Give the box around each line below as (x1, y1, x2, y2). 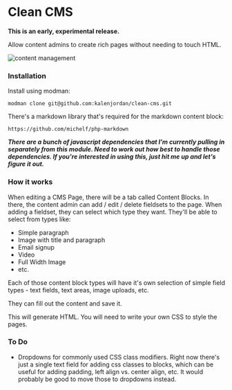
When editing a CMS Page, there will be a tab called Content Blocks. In (8, 193, 209, 201)
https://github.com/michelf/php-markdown (8, 126, 129, 133)
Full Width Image (17, 257, 66, 266)
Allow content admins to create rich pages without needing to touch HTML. (8, 40, 222, 48)
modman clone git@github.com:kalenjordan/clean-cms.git (8, 100, 172, 107)
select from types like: (8, 215, 71, 223)
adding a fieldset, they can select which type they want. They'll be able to (8, 207, 218, 216)
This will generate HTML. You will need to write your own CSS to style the (8, 313, 217, 321)
